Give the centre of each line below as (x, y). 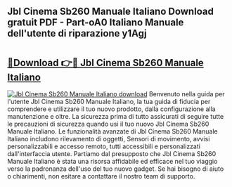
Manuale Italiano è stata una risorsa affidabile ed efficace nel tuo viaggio (112, 161)
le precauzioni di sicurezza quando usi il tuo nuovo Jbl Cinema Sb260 (108, 124)
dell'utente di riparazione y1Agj (77, 33)
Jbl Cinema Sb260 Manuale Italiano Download (111, 12)
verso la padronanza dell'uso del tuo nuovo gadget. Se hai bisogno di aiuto (116, 169)
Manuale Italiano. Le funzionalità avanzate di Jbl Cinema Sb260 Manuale (112, 131)
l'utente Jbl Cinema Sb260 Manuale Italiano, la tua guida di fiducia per (109, 102)
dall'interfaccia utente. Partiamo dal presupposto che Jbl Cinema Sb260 (112, 154)
